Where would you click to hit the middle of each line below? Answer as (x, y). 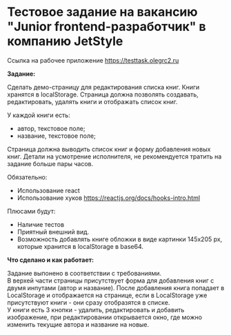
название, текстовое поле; (57, 136)
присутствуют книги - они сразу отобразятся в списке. (89, 302)
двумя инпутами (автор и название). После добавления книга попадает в (116, 287)
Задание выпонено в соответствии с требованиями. (84, 273)
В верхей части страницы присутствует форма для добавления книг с (111, 281)
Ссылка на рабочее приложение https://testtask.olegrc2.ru (93, 60)
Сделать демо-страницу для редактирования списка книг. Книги (103, 87)
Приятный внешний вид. (53, 232)
